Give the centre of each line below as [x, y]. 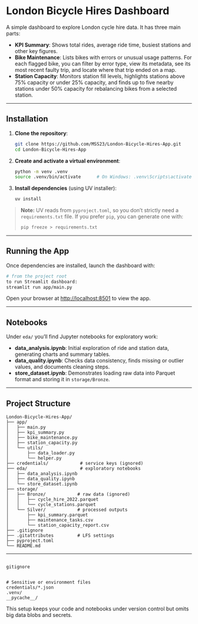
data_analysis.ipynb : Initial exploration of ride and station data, [92, 348]
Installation [27, 119]
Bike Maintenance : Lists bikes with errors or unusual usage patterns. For [103, 57]
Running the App [38, 251]
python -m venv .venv [41, 171]
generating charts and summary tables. [62, 354]
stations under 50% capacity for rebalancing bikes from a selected [96, 88]
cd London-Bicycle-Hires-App [50, 149]
